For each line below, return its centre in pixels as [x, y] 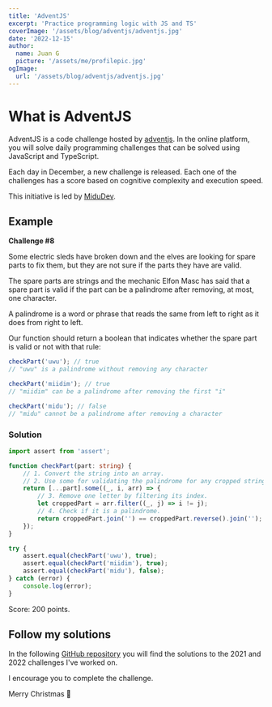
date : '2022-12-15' [41, 39]
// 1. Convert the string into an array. [93, 473]
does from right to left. [46, 323]
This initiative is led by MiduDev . [62, 196]
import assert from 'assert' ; [59, 451]
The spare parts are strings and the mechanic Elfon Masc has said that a [129, 281]
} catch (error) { [39, 579]
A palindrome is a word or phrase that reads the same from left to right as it [134, 314]
